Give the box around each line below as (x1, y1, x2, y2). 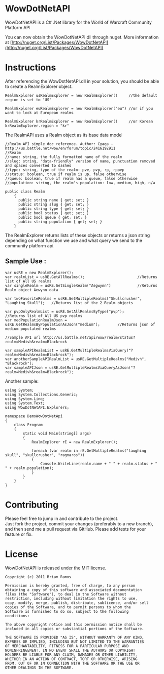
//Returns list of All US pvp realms (5, 313, 83, 318)
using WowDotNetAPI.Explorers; (5, 405, 69, 410)
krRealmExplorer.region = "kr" (5, 123, 69, 128)
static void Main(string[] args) (23, 431, 92, 436)
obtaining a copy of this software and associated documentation (5, 587, 142, 593)
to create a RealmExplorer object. (5, 83, 73, 89)
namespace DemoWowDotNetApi (5, 413, 63, 419)
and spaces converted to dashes (5, 163, 71, 168)
